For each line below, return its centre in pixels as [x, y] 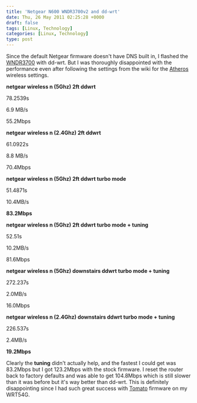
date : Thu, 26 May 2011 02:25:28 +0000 [55, 17]
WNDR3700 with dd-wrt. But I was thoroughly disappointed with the [89, 62]
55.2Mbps [18, 121]
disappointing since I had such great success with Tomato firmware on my [97, 388]
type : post [20, 39]
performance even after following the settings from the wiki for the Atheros [97, 69]
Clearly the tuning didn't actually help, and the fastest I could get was [91, 363]
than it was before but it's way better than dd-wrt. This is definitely [88, 382]
